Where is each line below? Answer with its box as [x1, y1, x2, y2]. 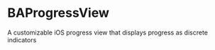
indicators [7, 35, 37, 44]
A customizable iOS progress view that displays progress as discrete [7, 28, 208, 37]
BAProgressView [7, 5, 110, 21]
